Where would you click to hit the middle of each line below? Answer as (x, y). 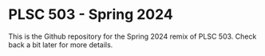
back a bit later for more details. (61, 44)
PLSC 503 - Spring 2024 (91, 15)
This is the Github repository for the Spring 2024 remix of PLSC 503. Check (132, 36)
